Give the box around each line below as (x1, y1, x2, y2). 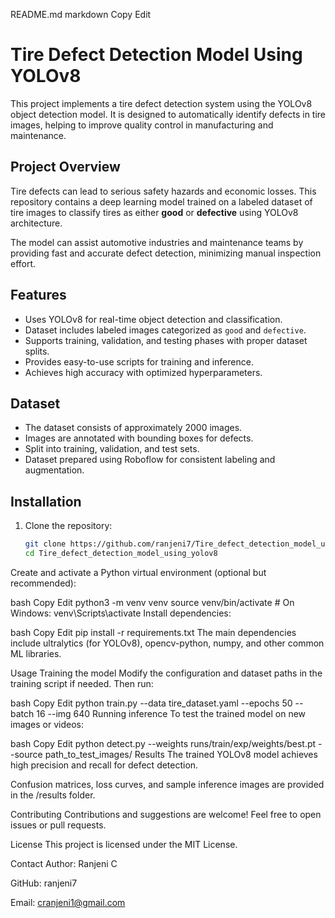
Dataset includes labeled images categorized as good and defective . (24, 324, 307, 336)
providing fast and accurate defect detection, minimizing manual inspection (10, 247, 322, 259)
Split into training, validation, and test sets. (24, 443, 200, 455)
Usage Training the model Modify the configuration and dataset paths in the (10, 667, 323, 679)
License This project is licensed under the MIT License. (10, 838, 238, 850)
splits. (24, 345, 50, 357)
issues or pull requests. (10, 819, 107, 831)
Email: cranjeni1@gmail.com (10, 896, 126, 908)
